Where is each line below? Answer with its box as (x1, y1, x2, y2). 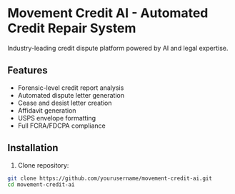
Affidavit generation (17, 106, 76, 115)
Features (7, 64, 48, 76)
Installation (7, 142, 59, 154)
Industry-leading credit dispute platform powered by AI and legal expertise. (7, 44, 229, 52)
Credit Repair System (7, 20, 136, 36)
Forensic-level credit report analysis (17, 83, 124, 92)
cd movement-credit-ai (7, 181, 75, 188)
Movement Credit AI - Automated (7, 5, 209, 21)
